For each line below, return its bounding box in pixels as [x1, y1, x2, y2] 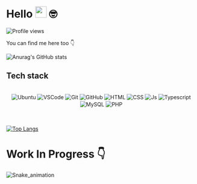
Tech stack [6, 71, 49, 81]
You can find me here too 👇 [6, 39, 75, 46]
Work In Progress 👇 [6, 147, 105, 161]
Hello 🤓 [6, 7, 58, 21]
